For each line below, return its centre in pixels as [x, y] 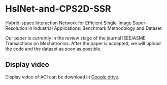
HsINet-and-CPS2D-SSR [58, 9]
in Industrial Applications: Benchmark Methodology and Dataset [95, 28]
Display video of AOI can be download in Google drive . [62, 77]
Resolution [16, 28]
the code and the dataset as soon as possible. [53, 49]
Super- [140, 23]
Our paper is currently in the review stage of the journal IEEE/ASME [76, 38]
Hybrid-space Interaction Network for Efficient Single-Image [69, 23]
